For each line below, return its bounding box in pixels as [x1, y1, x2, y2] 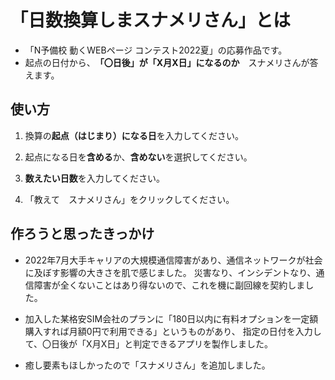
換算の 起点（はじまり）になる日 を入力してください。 [24, 129, 244, 141]
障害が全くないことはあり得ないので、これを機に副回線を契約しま [33, 279, 306, 291]
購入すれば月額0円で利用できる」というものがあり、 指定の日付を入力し [24, 325, 322, 337]
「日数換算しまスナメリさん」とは [10, 9, 292, 32]
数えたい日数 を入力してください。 [24, 172, 165, 184]
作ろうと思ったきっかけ [10, 226, 155, 243]
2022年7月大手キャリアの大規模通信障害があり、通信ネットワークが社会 [24, 254, 323, 266]
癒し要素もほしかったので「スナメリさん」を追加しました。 [24, 359, 271, 371]
